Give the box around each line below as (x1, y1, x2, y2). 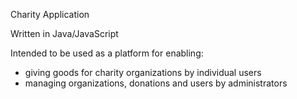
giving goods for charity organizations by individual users (24, 67, 262, 78)
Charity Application (10, 9, 90, 20)
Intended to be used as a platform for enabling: (10, 47, 204, 59)
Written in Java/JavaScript (10, 28, 119, 39)
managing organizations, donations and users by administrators (24, 77, 288, 89)
